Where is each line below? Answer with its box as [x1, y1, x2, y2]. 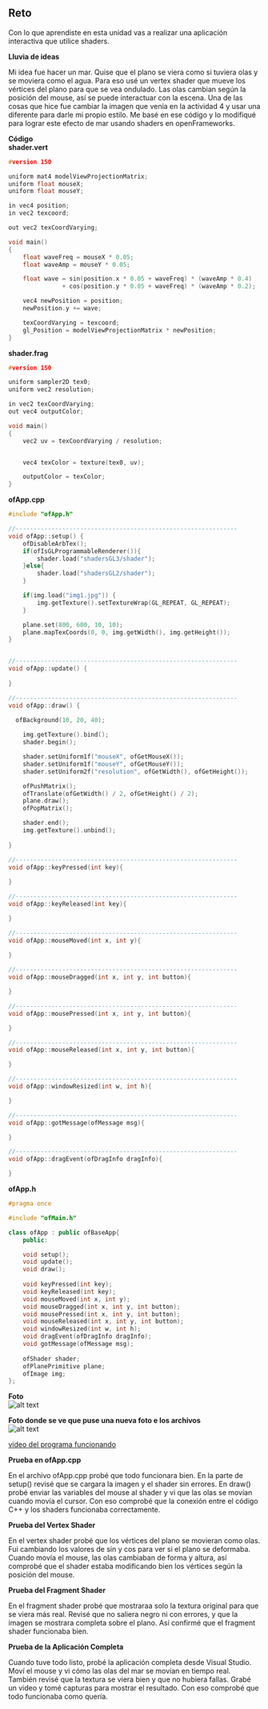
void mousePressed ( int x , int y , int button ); [22, 1310, 181, 1318]
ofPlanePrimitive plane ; [22, 1362, 106, 1370]
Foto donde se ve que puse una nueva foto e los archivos [8, 1416, 202, 1425]
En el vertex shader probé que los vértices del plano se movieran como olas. [8, 1536, 261, 1545]
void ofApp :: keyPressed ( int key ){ [8, 863, 124, 871]
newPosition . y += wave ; [22, 305, 102, 313]
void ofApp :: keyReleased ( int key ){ [8, 900, 127, 908]
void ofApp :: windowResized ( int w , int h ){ [8, 1082, 152, 1091]
